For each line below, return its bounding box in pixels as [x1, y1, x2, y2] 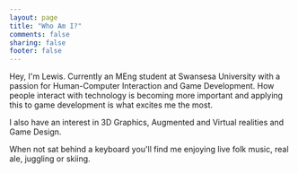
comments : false [9, 30, 70, 39]
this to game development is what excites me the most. [9, 99, 214, 110]
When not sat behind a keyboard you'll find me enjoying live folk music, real [9, 144, 289, 155]
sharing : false [9, 38, 66, 48]
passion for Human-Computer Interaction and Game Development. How [9, 81, 275, 91]
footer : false [9, 47, 63, 56]
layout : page [9, 13, 58, 22]
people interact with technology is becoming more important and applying [9, 91, 284, 101]
